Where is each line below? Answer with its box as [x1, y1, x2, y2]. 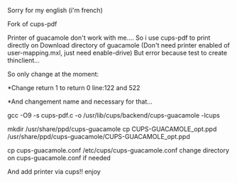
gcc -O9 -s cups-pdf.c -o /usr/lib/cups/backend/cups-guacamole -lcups [7, 111, 220, 119]
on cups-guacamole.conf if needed [7, 154, 111, 162]
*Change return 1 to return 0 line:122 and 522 [7, 84, 140, 91]
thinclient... [7, 56, 40, 65]
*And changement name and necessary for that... [7, 97, 153, 106]
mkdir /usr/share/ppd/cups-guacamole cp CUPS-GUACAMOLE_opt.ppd [7, 125, 217, 133]
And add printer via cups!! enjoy [7, 167, 101, 176]
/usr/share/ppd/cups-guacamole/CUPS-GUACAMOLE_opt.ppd [7, 133, 190, 140]
